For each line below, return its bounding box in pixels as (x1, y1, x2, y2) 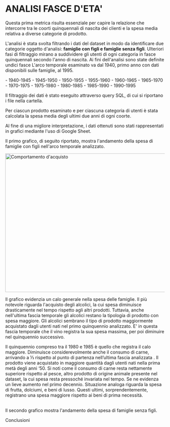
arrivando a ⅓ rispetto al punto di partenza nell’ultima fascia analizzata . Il (5, 354, 158, 360)
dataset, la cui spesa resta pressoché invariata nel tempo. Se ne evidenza (5, 376, 159, 382)
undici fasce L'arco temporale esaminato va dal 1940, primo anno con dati (5, 62, 159, 68)
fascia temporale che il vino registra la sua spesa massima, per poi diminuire (5, 328, 164, 334)
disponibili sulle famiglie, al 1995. (5, 67, 74, 73)
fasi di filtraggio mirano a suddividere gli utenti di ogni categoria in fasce (5, 51, 156, 57)
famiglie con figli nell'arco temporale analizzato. (5, 143, 105, 149)
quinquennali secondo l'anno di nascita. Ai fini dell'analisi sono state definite (5, 56, 164, 62)
